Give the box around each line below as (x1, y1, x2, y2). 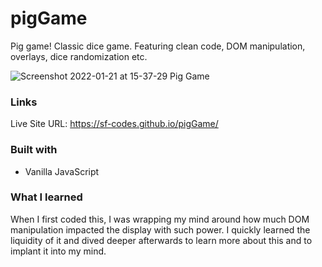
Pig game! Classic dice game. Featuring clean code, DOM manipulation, (10, 40, 306, 52)
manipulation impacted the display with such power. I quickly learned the (10, 223, 311, 236)
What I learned (10, 190, 83, 204)
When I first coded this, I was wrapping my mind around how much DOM (10, 213, 310, 225)
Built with (10, 143, 58, 157)
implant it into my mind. (10, 245, 107, 257)
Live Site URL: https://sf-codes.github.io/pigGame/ (10, 118, 219, 130)
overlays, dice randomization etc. (10, 50, 148, 62)
